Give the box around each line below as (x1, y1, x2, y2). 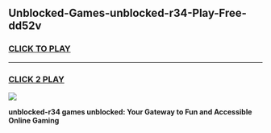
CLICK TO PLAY (8, 44, 71, 55)
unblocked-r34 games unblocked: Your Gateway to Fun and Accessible (8, 106, 252, 116)
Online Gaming (8, 115, 60, 125)
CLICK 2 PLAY (8, 73, 65, 85)
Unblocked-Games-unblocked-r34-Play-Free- (8, 6, 248, 20)
